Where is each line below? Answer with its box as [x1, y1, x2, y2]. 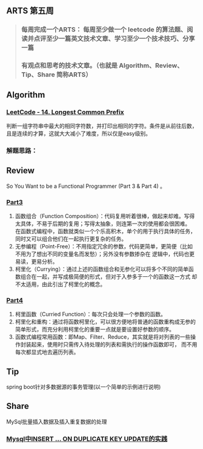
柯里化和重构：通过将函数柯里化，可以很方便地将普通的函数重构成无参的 [15, 318, 196, 325]
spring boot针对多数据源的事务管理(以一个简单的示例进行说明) [6, 384, 161, 391]
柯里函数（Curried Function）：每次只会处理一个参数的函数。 [15, 311, 167, 318]
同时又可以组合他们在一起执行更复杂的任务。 [15, 235, 127, 242]
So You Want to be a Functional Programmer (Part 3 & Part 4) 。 [6, 182, 165, 190]
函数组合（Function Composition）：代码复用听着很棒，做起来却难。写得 [15, 212, 195, 219]
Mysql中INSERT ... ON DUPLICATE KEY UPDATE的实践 [6, 434, 168, 443]
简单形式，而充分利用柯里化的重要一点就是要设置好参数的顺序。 [15, 326, 175, 333]
